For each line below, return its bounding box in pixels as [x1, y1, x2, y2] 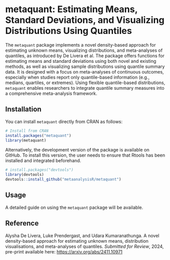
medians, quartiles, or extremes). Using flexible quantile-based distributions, [5, 80, 165, 86]
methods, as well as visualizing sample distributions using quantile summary [5, 63, 165, 69]
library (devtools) [5, 172, 44, 177]
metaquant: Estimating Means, [5, 4, 138, 15]
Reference [5, 219, 39, 228]
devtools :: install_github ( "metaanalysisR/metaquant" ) [5, 177, 122, 182]
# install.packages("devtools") [5, 167, 74, 173]
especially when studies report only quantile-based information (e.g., [5, 74, 150, 80]
